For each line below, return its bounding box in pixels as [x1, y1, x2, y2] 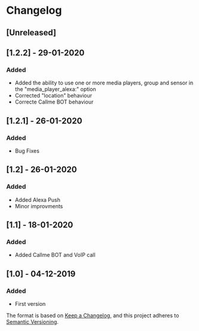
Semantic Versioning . [6, 318, 59, 326]
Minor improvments [14, 202, 63, 209]
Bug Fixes [14, 147, 40, 154]
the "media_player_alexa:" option [14, 86, 97, 93]
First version [14, 300, 46, 308]
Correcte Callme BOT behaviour [14, 98, 94, 105]
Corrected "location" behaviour [14, 92, 93, 99]
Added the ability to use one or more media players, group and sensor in [14, 79, 194, 87]
